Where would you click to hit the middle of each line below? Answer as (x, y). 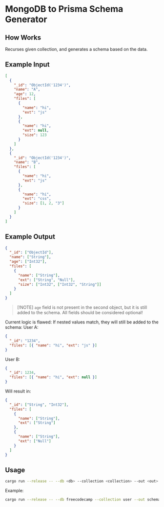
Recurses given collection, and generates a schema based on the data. (76, 49)
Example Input (27, 65)
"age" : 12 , (25, 94)
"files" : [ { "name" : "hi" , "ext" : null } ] (53, 377)
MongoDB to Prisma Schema (64, 9)
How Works (23, 37)
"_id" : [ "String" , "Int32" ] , (39, 405)
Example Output (30, 237)
